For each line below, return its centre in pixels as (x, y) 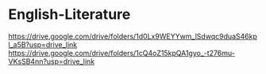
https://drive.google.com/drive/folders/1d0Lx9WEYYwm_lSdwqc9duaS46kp (133, 36)
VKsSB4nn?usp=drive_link (52, 61)
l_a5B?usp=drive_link (43, 44)
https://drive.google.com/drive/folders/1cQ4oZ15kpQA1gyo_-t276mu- (122, 53)
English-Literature (69, 15)
